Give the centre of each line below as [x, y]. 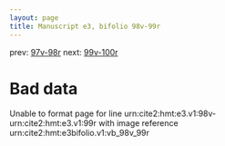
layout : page [34, 18]
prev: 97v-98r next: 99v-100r [64, 52]
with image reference [139, 123]
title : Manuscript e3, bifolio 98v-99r [85, 26]
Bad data [44, 88]
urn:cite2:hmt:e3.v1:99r [53, 123]
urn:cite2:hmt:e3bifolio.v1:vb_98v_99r [80, 133]
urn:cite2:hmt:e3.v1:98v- [170, 113]
